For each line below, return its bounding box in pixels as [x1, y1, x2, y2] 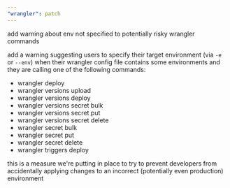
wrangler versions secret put [17, 108, 101, 117]
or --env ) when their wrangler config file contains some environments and [7, 57, 220, 66]
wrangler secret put [17, 131, 75, 139]
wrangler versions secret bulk [17, 101, 103, 109]
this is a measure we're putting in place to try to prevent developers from [7, 159, 217, 168]
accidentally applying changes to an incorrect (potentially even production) [7, 166, 224, 175]
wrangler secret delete [17, 138, 83, 147]
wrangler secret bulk [17, 123, 78, 131]
